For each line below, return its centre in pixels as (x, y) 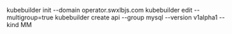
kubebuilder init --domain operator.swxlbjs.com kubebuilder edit (100, 10)
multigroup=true (30, 17)
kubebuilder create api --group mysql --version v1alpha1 (136, 17)
